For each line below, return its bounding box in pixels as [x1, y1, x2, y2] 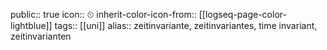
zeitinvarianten [10, 30, 72, 42]
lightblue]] [10, 20, 53, 31]
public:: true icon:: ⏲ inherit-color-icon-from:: [10, 9, 197, 20]
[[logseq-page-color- [198, 9, 287, 20]
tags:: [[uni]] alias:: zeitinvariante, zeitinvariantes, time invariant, [54, 20, 318, 31]
